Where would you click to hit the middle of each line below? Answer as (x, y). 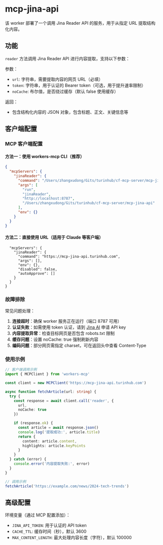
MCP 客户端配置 (24, 144)
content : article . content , (50, 441)
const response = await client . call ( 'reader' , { (64, 401)
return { (27, 437)
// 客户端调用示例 (21, 370)
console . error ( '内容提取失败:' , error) (52, 464)
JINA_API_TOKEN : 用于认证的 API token (49, 526)
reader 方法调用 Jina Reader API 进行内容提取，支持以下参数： (67, 58)
